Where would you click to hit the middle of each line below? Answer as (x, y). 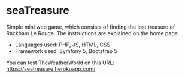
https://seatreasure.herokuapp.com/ (51, 68)
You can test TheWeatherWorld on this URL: (60, 63)
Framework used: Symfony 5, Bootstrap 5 (66, 51)
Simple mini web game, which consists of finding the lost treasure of (91, 27)
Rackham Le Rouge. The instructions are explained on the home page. (93, 33)
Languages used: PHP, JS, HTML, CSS (63, 45)
